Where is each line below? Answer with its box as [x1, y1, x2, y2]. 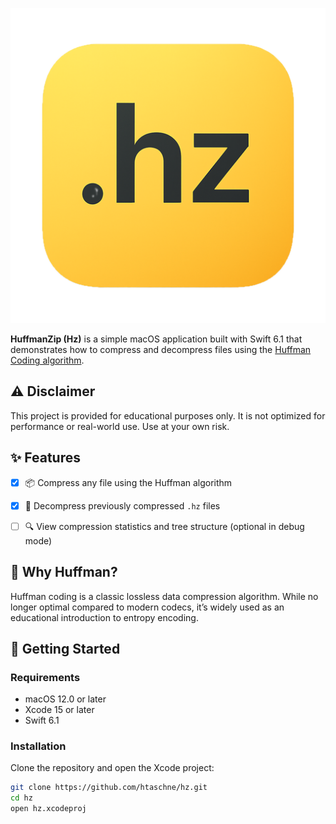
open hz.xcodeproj [10, 804, 87, 814]
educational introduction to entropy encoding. [10, 611, 199, 623]
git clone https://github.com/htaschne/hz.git [10, 783, 208, 793]
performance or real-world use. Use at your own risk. [10, 420, 230, 432]
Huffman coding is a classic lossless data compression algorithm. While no [10, 590, 319, 602]
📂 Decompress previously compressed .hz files [24, 499, 221, 512]
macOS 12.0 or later [24, 693, 107, 705]
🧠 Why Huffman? [10, 564, 118, 581]
